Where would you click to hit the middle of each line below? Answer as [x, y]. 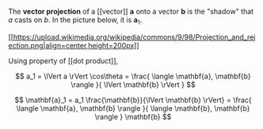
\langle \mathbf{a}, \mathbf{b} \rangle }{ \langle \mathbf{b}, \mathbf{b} [133, 108]
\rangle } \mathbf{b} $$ [133, 116]
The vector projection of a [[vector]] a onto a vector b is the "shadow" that [131, 11]
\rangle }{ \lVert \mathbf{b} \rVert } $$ [133, 84]
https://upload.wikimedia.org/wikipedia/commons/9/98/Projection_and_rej [134, 37]
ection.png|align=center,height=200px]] [74, 45]
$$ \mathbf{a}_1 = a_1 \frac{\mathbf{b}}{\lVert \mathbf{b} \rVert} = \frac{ [133, 100]
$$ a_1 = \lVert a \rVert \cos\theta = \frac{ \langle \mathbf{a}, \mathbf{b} [133, 76]
